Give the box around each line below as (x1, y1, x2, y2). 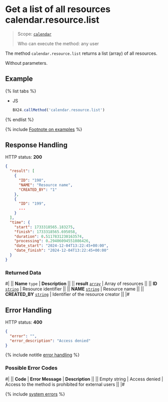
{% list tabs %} (5, 88, 37, 94)
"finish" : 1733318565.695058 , (14, 229, 78, 234)
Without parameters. (5, 60, 48, 66)
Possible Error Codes (5, 364, 58, 371)
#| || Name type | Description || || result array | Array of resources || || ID (5, 280, 157, 287)
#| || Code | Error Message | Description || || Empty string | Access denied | (5, 376, 163, 382)
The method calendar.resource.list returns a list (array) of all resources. (5, 50, 157, 56)
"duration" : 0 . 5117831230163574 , (14, 234, 84, 239)
